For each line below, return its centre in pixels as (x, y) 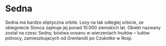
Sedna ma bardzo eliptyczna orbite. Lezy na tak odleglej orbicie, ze (74, 22)
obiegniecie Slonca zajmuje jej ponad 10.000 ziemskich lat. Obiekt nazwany (83, 27)
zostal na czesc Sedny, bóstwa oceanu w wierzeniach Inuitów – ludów (77, 33)
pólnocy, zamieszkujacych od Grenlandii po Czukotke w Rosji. (69, 38)
